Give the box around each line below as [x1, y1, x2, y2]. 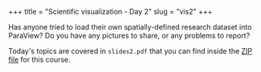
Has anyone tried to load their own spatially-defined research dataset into [8, 22, 252, 31]
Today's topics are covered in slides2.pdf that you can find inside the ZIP [8, 46, 253, 55]
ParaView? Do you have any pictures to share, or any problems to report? [8, 31, 251, 40]
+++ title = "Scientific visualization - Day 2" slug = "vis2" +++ [8, 7, 213, 16]
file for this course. [8, 55, 71, 64]
